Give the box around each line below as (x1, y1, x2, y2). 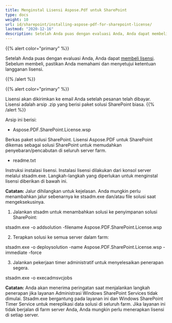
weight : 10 (5, 17, 29, 22)
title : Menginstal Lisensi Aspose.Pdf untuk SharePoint (5, 7, 127, 13)
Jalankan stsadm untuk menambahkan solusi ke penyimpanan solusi (12, 209, 158, 215)
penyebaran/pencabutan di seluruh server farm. (5, 147, 106, 154)
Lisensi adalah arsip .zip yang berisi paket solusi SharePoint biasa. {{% (5, 101, 155, 107)
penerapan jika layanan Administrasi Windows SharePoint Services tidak (5, 290, 158, 296)
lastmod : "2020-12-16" (5, 27, 54, 32)
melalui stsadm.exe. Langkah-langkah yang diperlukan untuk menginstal (5, 173, 158, 179)
